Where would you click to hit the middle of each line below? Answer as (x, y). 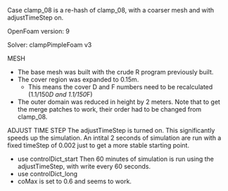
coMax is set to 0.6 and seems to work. (75, 181)
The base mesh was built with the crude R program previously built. (115, 72)
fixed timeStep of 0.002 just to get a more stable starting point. (99, 145)
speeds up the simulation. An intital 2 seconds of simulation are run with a (114, 138)
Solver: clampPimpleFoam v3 (50, 45)
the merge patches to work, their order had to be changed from (109, 109)
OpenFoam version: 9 (39, 31)
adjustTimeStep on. (36, 18)
